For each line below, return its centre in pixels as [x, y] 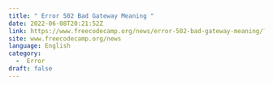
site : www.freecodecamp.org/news [65, 38]
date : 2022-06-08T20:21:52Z [56, 23]
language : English [39, 46]
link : [17, 31]
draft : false [30, 69]
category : [25, 53]
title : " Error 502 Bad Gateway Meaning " [81, 16]
